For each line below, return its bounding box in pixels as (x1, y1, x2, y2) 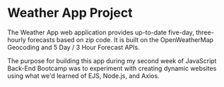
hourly (7, 35, 26, 43)
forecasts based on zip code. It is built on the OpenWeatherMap (27, 35, 214, 43)
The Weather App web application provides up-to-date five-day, (7, 28, 194, 36)
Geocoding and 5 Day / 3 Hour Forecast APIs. (7, 43, 140, 51)
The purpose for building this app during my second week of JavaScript (7, 56, 217, 65)
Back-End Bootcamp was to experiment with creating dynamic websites (7, 64, 217, 72)
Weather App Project (7, 5, 133, 21)
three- (195, 28, 214, 36)
